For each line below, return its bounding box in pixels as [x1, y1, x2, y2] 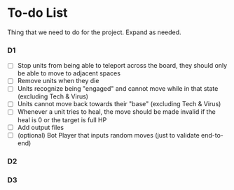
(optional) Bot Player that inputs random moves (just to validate [17, 131, 200, 139]
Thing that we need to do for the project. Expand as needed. [7, 28, 181, 36]
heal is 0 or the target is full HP [17, 115, 107, 124]
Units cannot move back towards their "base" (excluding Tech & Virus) [17, 100, 221, 108]
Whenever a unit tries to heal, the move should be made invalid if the [17, 108, 216, 116]
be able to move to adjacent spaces [17, 69, 121, 78]
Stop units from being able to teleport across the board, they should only [17, 61, 228, 70]
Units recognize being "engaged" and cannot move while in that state [17, 85, 219, 93]
